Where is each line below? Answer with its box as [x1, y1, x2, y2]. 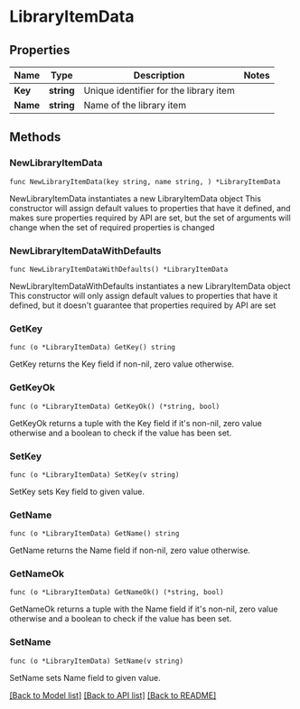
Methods [9, 129, 61, 145]
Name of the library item [83, 99, 187, 111]
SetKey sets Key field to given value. [9, 486, 145, 497]
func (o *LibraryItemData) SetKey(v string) [9, 470, 180, 480]
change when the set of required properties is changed [9, 221, 215, 232]
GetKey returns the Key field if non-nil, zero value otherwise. [9, 359, 235, 369]
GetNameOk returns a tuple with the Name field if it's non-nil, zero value [9, 603, 278, 615]
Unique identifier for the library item [83, 84, 235, 97]
